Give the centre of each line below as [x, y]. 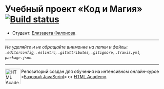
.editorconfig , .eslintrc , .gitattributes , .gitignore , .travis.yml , [73, 52]
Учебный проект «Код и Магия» [74, 9]
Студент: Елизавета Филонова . [44, 33]
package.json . [19, 57]
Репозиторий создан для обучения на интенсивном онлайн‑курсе [90, 71]
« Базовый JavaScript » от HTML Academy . [64, 76]
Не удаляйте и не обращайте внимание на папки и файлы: [66, 47]
